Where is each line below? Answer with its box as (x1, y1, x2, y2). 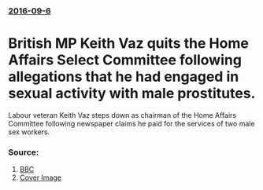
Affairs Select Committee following (8, 51, 243, 69)
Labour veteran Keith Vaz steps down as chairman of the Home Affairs (8, 110, 237, 119)
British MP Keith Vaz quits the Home (8, 35, 250, 53)
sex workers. (8, 127, 50, 137)
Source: (8, 147, 39, 158)
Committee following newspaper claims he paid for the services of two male (8, 119, 255, 128)
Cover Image (19, 173, 61, 182)
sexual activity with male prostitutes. (8, 85, 256, 103)
